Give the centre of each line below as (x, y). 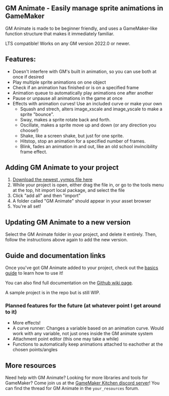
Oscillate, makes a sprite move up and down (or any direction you (88, 125)
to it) (11, 312)
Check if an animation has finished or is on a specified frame (76, 87)
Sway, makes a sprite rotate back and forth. (65, 119)
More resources (31, 366)
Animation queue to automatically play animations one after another (83, 93)
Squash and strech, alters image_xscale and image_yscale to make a (91, 109)
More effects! (26, 323)
